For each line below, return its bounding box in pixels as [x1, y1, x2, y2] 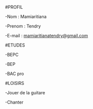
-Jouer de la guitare [5, 90, 45, 95]
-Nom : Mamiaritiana [5, 14, 47, 19]
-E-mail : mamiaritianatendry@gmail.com [5, 33, 89, 38]
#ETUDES [5, 42, 26, 48]
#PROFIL [5, 4, 23, 10]
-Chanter [5, 99, 24, 105]
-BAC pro [5, 71, 24, 77]
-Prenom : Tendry [5, 23, 41, 29]
